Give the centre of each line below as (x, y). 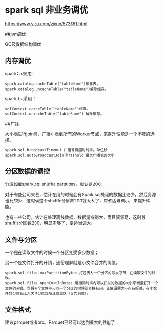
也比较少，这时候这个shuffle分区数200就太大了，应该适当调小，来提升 (76, 201)
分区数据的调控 (27, 172)
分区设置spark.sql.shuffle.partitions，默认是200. (54, 184)
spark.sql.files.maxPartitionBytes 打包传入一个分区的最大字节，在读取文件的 (78, 273)
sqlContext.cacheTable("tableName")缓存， (48, 109)
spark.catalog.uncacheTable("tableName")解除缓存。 (57, 89)
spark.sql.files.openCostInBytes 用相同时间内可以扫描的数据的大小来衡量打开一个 (81, 283)
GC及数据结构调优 (23, 44)
